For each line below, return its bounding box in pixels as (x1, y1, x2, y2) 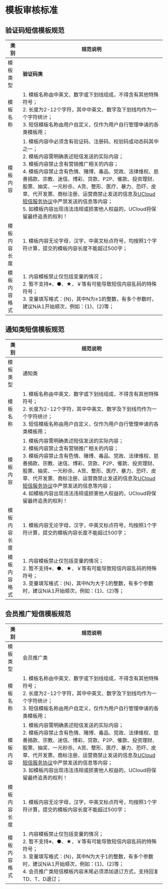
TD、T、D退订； (22, 875, 61, 882)
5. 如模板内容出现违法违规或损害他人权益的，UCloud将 (22, 205, 151, 212)
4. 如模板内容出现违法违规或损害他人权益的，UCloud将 (22, 489, 151, 496)
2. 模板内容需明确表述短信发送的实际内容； (22, 153, 124, 160)
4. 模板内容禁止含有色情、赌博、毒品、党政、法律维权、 (22, 168, 154, 175)
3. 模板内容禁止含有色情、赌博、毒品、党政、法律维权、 (22, 452, 154, 459)
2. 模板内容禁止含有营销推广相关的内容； (22, 444, 119, 451)
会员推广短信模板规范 (5, 609, 71, 618)
